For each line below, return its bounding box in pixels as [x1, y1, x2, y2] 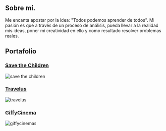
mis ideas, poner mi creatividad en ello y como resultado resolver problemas [5, 27, 162, 34]
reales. [5, 33, 19, 39]
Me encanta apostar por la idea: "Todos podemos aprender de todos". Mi [5, 17, 155, 23]
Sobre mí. [5, 4, 36, 12]
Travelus [5, 86, 27, 92]
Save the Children [5, 62, 49, 69]
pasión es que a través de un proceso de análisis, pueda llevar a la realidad [5, 22, 159, 28]
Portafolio [5, 47, 37, 56]
